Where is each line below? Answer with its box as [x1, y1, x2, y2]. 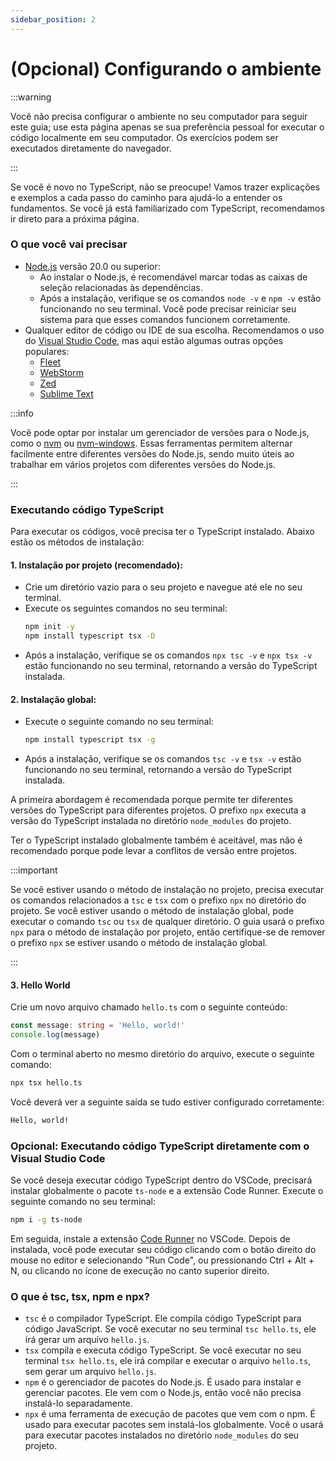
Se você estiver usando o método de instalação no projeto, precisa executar [10, 884, 325, 896]
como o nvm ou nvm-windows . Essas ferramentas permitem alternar [10, 437, 293, 449]
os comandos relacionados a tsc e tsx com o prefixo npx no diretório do [10, 894, 307, 906]
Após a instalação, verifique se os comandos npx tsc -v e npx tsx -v [24, 649, 313, 661]
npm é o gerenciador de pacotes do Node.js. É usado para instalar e [24, 1376, 302, 1388]
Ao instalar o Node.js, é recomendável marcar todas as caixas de [39, 271, 308, 283]
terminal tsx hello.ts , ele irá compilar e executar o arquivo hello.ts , [24, 1355, 312, 1367]
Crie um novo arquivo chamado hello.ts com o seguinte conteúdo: [10, 1001, 288, 1013]
